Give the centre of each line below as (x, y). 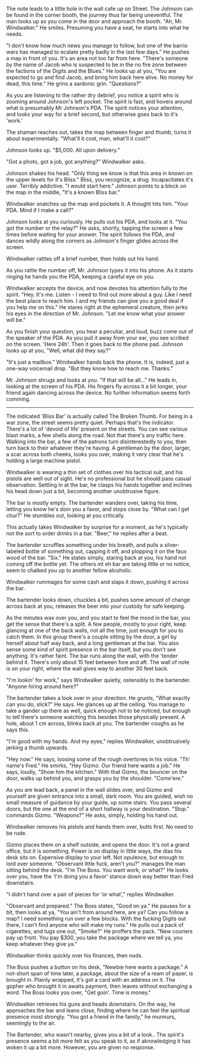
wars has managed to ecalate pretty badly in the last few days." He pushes (98, 52)
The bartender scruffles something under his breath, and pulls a (85, 545)
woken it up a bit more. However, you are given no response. (81, 1047)
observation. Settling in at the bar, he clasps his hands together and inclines (99, 485)
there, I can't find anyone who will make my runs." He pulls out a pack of (95, 925)
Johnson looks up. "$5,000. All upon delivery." (63, 150)
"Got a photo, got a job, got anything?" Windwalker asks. (76, 162)
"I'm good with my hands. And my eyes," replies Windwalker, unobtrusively (98, 741)
